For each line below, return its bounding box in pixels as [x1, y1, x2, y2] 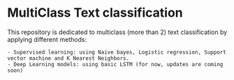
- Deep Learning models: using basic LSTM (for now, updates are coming [7, 61, 224, 67]
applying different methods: [7, 35, 87, 43]
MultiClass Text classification [7, 5, 183, 21]
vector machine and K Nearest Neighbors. [7, 54, 130, 62]
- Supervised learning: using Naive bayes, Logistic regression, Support [7, 49, 227, 56]
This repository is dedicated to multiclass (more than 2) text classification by [7, 28, 228, 36]
